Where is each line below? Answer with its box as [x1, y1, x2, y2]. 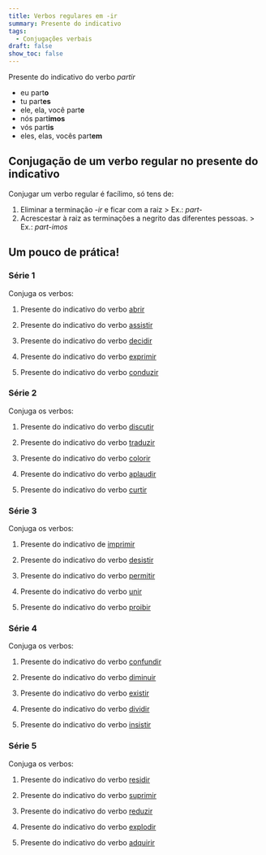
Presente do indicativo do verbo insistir [19, 720, 152, 730]
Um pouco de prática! [8, 246, 120, 260]
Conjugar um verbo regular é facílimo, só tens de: [8, 189, 174, 198]
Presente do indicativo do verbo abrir [19, 304, 145, 314]
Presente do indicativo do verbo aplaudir [19, 469, 157, 478]
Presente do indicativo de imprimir [19, 539, 135, 549]
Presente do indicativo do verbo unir [19, 587, 143, 596]
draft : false [8, 42, 53, 50]
